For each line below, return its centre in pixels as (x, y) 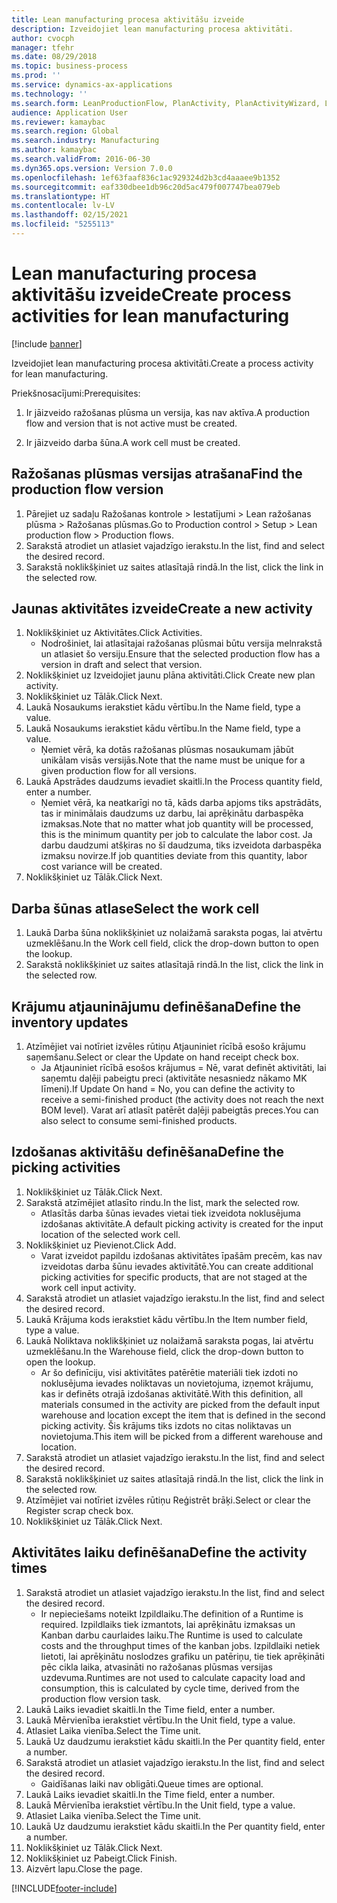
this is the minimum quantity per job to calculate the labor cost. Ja (176, 835)
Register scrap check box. (79, 1510)
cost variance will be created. (101, 867)
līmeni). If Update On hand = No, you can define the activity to (168, 1089)
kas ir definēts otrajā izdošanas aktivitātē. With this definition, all (172, 1393)
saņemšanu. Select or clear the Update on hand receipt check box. (162, 1057)
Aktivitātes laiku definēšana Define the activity (159, 1552)
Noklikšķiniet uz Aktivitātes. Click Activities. (114, 633)
